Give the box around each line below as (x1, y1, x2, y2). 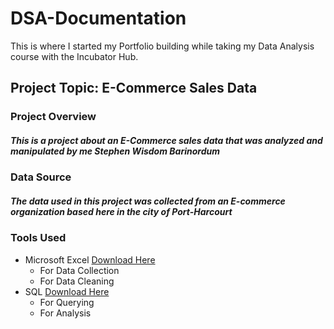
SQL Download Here (24, 285, 110, 297)
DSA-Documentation (10, 7, 187, 30)
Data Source (10, 170, 72, 184)
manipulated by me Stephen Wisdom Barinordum (10, 145, 220, 157)
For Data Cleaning (39, 275, 115, 287)
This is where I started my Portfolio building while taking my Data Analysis (10, 40, 315, 52)
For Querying (39, 296, 95, 308)
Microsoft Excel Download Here (24, 253, 156, 266)
